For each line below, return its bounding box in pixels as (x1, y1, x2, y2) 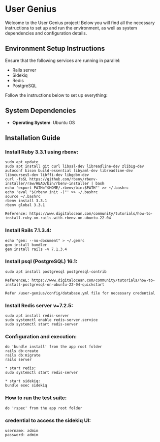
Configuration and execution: (5, 333, 77, 340)
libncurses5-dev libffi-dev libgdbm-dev (5, 173, 90, 177)
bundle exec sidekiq (5, 383, 48, 388)
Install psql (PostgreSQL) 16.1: (5, 258, 78, 265)
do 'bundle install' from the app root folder (5, 344, 102, 350)
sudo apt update (5, 160, 38, 165)
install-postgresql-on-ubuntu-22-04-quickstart (5, 282, 105, 287)
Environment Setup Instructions (5, 44, 105, 53)
